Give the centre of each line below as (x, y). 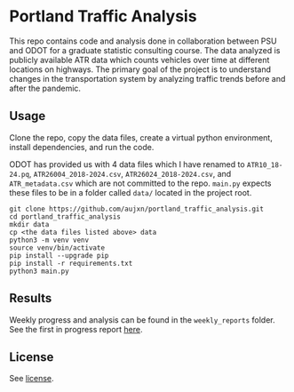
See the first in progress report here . (76, 329)
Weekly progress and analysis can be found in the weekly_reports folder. (142, 320)
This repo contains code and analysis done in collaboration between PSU (143, 41)
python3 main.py (39, 271)
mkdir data (29, 224)
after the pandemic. (45, 88)
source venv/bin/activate (57, 248)
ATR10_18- (265, 165)
